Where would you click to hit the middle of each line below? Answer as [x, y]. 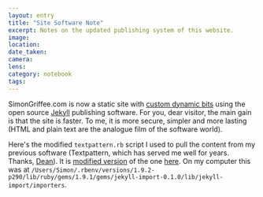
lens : [17, 67]
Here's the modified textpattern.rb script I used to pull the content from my [132, 144]
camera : [21, 60]
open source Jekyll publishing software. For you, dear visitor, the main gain [130, 112]
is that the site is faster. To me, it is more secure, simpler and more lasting [128, 121]
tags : [17, 81]
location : [24, 45]
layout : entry [31, 15]
